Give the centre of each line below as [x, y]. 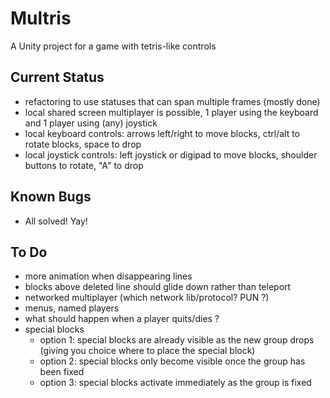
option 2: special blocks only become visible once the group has [172, 361]
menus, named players [72, 308]
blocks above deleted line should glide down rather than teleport [158, 287]
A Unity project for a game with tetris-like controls [113, 46]
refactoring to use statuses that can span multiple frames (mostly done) [172, 101]
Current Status [57, 77]
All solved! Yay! [56, 221]
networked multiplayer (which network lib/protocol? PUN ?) [147, 298]
